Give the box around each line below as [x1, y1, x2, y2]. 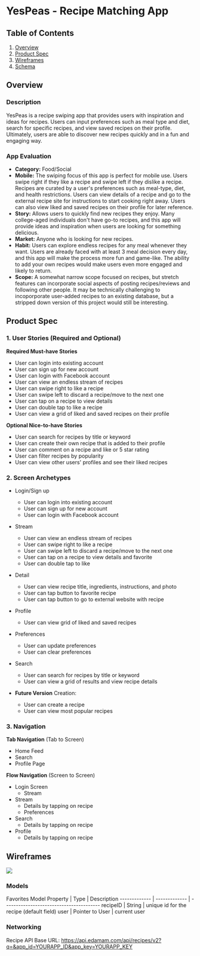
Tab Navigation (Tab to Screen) [6, 736, 85, 743]
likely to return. [14, 267, 53, 274]
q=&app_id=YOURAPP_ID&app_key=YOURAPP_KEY [6, 943, 133, 950]
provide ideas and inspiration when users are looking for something [14, 222, 181, 229]
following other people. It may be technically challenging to [14, 286, 161, 293]
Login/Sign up [14, 487, 50, 494]
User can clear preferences [23, 648, 91, 655]
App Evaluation [6, 152, 52, 160]
